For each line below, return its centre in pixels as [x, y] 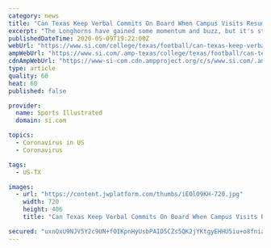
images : [21, 187]
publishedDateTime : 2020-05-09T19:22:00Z [79, 38]
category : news [34, 16]
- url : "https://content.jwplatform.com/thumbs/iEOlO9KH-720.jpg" [129, 195]
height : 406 [43, 210]
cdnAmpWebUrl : [32, 61]
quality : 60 [28, 76]
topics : [21, 135]
